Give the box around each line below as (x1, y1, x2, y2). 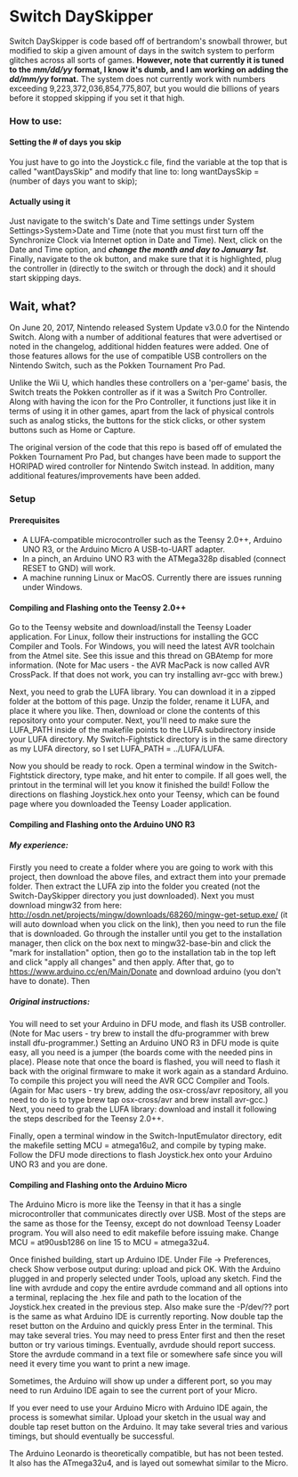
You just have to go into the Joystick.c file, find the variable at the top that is (9, 157, 287, 168)
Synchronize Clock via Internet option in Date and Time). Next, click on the (9, 234, 283, 246)
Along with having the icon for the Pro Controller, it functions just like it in (9, 397, 277, 407)
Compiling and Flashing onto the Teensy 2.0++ (9, 602, 187, 612)
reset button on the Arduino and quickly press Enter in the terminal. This (9, 1321, 273, 1332)
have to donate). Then (9, 975, 91, 986)
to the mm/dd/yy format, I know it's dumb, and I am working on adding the (9, 64, 289, 75)
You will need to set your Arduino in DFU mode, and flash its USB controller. (9, 1018, 286, 1029)
